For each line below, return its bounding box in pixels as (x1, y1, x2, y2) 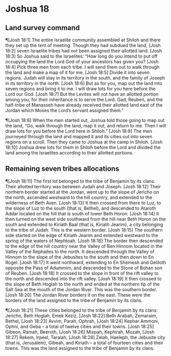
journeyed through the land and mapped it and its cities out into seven (5, 134, 153, 139)
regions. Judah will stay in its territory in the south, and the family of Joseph (5, 75, 165, 81)
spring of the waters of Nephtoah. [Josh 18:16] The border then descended (5, 238, 163, 244)
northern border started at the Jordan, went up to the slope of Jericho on (5, 189, 159, 195)
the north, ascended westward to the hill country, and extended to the (5, 194, 152, 200)
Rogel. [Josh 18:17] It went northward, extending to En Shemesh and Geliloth (5, 259, 166, 265)
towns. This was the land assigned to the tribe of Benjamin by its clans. (5, 345, 155, 351)
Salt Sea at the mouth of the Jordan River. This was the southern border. (5, 286, 157, 292)
